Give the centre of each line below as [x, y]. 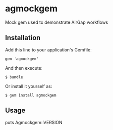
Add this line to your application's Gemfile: [48, 49]
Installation [23, 38]
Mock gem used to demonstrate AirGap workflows [56, 22]
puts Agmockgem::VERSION [34, 122]
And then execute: [24, 68]
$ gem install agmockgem [31, 95]
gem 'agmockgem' [22, 59]
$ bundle [14, 77]
